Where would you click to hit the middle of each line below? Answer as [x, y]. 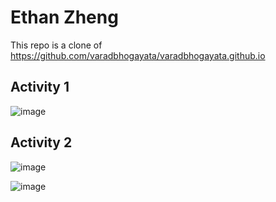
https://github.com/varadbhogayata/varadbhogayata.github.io [138, 55]
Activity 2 [41, 142]
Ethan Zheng [64, 17]
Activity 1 [40, 87]
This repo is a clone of [56, 45]
